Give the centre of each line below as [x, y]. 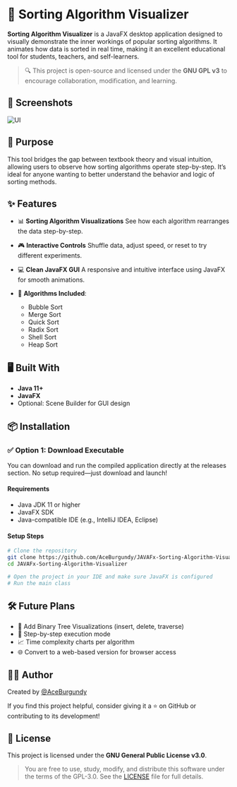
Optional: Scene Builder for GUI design [74, 403]
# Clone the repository [42, 551]
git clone [22, 558]
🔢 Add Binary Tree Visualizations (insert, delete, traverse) [101, 627]
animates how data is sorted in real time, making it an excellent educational [116, 49]
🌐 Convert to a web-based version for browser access [97, 652]
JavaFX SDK [36, 512]
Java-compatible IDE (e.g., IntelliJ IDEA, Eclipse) [88, 520]
